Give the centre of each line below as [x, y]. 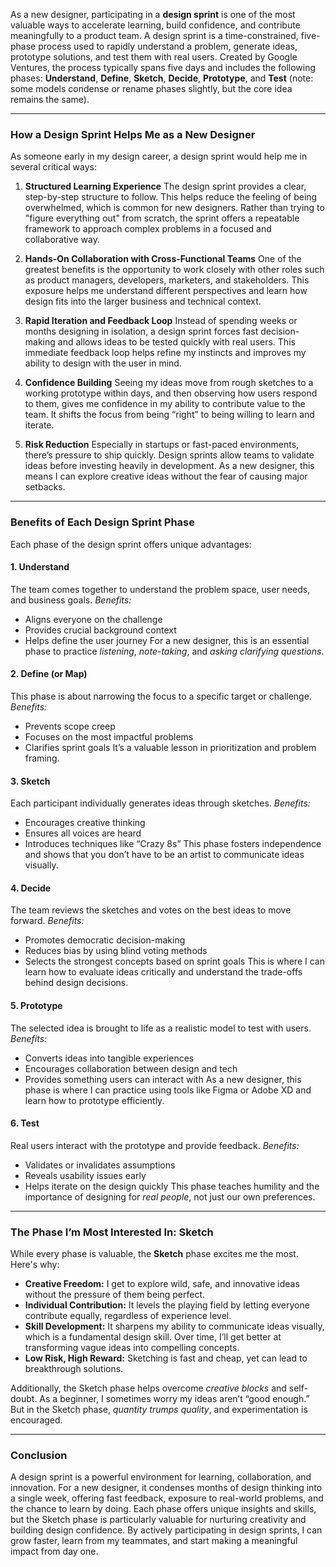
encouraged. [36, 1420]
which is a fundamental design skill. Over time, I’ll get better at [153, 1337]
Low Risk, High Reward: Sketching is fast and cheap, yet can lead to [166, 1358]
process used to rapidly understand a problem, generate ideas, [168, 46]
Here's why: [35, 1265]
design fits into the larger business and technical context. [143, 301]
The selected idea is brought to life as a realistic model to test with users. [161, 1028]
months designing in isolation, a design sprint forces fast [141, 331]
